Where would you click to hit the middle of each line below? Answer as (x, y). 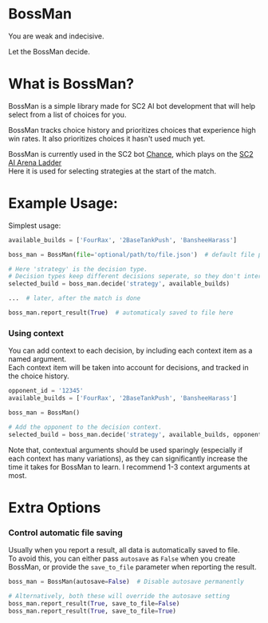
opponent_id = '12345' (46, 391)
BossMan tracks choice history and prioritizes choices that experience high (132, 130)
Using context (36, 333)
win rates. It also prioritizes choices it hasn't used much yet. (107, 138)
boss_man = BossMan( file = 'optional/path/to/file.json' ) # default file (132, 254)
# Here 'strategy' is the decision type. (78, 269)
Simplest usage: (35, 226)
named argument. (37, 359)
